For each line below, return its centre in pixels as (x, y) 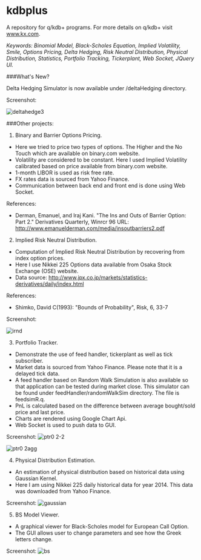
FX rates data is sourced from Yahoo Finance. (72, 179)
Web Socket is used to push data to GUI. (65, 425)
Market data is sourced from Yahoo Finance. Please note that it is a (99, 367)
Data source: (31, 277)
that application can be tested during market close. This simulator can (102, 386)
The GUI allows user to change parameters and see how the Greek (98, 533)
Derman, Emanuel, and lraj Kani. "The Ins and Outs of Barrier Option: (100, 215)
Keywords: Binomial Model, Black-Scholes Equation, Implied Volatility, (94, 45)
